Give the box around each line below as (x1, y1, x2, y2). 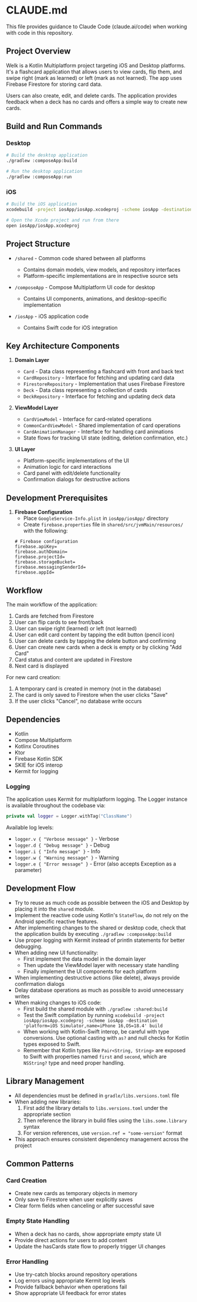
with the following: (23, 527, 69, 535)
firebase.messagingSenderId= (14, 565, 86, 571)
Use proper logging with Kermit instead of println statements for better (14, 937, 185, 944)
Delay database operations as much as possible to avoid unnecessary (14, 986, 184, 994)
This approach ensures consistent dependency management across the (14, 1135, 189, 1143)
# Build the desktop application (6, 152, 88, 159)
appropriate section (23, 1110, 71, 1118)
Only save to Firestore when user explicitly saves (14, 1196, 133, 1203)
